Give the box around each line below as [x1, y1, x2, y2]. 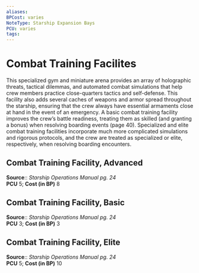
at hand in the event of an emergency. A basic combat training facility [6, 109, 178, 116]
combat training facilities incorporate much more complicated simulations [6, 128, 188, 135]
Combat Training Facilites [6, 57, 137, 71]
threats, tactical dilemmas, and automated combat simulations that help [6, 83, 183, 91]
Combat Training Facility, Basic [6, 197, 125, 208]
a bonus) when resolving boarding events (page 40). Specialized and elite [6, 121, 189, 129]
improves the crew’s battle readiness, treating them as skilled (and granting [6, 115, 192, 122]
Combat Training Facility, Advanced [6, 158, 143, 168]
